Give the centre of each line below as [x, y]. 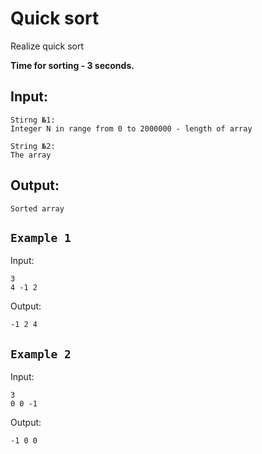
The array [31, 155]
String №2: [33, 146]
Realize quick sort [47, 46]
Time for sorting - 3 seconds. [72, 65]
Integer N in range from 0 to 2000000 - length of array [131, 128]
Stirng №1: [33, 120]
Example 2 [41, 354]
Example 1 [41, 237]
